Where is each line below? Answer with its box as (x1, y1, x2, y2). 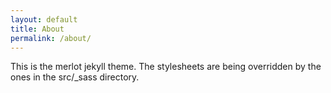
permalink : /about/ (10, 33, 92, 43)
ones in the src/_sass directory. (10, 71, 140, 83)
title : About (10, 24, 65, 34)
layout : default (10, 14, 78, 25)
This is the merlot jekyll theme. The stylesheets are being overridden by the (10, 61, 322, 73)
